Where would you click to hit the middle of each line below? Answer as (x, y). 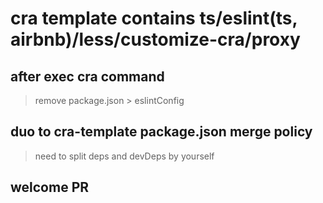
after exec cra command (87, 76)
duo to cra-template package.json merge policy (161, 132)
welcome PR (50, 187)
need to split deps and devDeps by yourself (124, 156)
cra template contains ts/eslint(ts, (154, 18)
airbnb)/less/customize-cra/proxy (155, 39)
